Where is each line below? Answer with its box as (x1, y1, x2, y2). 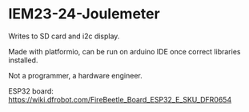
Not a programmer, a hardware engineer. (8, 70, 143, 80)
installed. (8, 55, 38, 65)
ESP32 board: (8, 86, 54, 96)
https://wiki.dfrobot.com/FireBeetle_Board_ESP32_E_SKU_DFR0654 (8, 94, 232, 104)
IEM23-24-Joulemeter (8, 5, 160, 23)
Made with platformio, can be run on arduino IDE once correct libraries (8, 46, 241, 56)
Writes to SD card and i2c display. (8, 31, 120, 41)
